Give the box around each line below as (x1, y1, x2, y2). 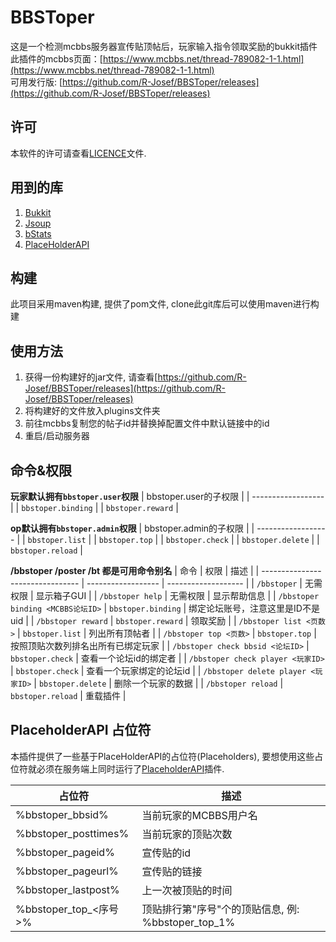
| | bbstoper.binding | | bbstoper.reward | (10, 502, 179, 513)
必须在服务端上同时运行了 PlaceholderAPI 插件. (36, 762, 225, 775)
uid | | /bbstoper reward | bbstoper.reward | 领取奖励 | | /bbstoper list (10, 615, 302, 626)
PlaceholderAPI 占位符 (10, 722, 152, 739)
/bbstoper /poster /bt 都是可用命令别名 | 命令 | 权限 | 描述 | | (10, 565, 260, 576)
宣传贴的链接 (141, 864, 203, 878)
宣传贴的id (141, 846, 192, 860)
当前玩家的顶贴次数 (141, 827, 233, 841)
